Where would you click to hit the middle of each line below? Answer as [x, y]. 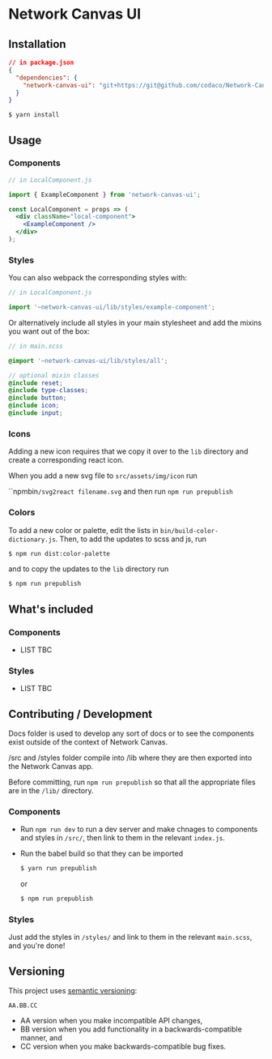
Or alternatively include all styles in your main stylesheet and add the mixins [135, 322]
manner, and [41, 1038]
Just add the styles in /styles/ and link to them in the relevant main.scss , [130, 937]
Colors [22, 513]
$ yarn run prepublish [58, 869]
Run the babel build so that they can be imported [102, 854]
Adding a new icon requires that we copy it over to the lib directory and [128, 451]
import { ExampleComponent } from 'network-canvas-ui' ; [104, 194]
